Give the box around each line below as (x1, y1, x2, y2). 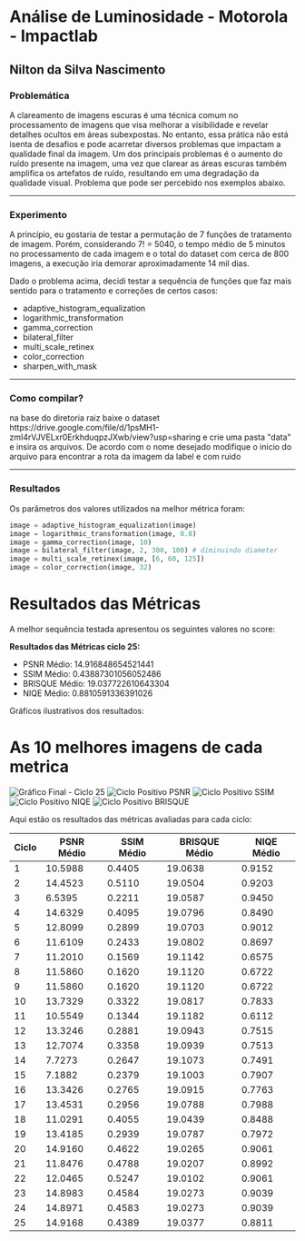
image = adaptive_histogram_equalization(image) (9, 521, 197, 530)
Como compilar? (9, 392, 84, 405)
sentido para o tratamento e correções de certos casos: (9, 285, 219, 296)
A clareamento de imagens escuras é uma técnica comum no (9, 109, 239, 120)
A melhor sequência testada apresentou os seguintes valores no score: (9, 623, 276, 634)
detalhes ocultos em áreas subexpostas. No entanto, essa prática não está (9, 129, 289, 140)
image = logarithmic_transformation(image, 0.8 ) (9, 529, 197, 538)
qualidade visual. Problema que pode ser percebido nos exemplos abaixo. (9, 177, 286, 188)
